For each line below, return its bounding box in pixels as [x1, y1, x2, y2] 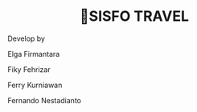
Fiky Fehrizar [7, 64, 51, 74]
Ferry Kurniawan [7, 80, 63, 90]
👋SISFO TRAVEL [79, 7, 190, 26]
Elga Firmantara [7, 49, 60, 58]
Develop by [7, 34, 46, 43]
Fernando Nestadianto [7, 95, 82, 105]
